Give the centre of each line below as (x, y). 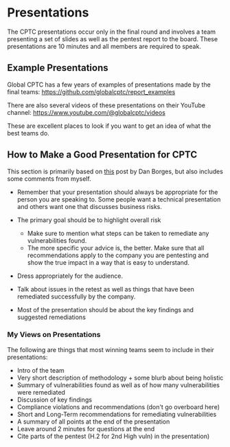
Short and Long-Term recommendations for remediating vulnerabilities (117, 414)
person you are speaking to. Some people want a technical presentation (119, 199)
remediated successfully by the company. (76, 296)
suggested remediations (51, 317)
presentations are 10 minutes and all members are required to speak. (104, 46)
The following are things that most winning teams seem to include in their (111, 349)
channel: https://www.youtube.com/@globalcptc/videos (87, 112)
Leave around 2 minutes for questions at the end (86, 428)
